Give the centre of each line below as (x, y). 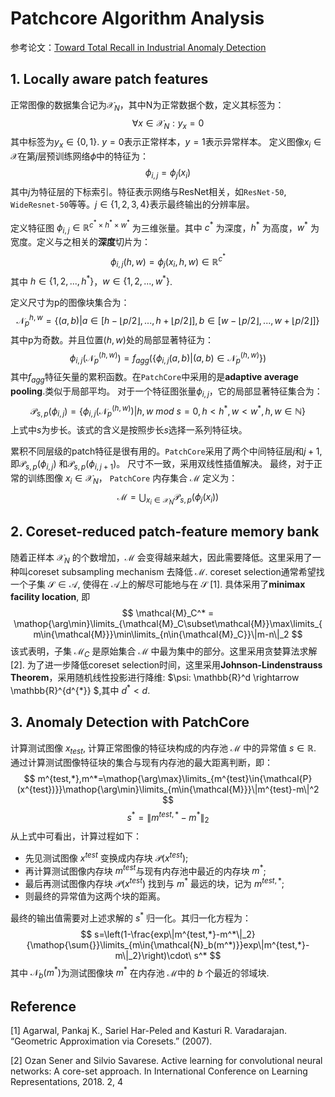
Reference (43, 1006)
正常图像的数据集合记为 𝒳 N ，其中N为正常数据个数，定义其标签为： (147, 105)
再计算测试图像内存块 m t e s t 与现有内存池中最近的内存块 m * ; (145, 870)
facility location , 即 (50, 596)
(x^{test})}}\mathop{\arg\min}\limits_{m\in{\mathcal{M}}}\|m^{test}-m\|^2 (168, 789)
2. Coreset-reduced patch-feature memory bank (165, 532)
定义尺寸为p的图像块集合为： (70, 303)
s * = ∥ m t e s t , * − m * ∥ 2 (168, 817)
